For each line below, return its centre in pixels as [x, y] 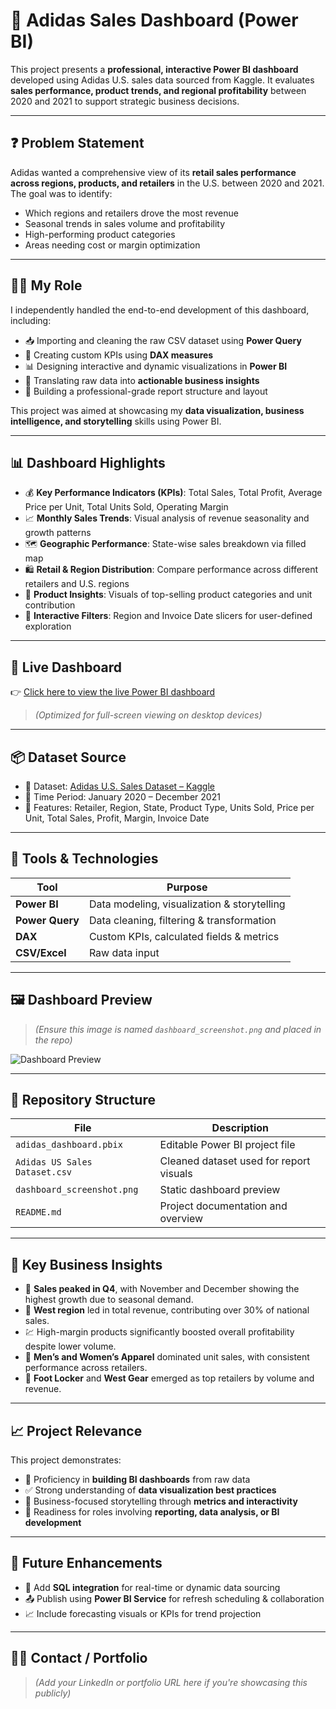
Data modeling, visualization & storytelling [187, 904]
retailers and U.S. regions [77, 584]
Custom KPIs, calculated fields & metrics [184, 936]
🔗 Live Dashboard [66, 667]
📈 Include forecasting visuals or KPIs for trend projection [143, 1613]
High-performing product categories [100, 234]
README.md [38, 1212]
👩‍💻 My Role [46, 285]
